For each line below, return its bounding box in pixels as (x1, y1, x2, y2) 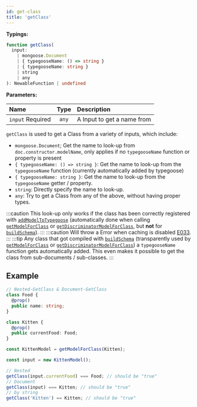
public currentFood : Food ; (11, 330, 78, 336)
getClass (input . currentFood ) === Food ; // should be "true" (6, 373, 158, 379)
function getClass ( (6, 42, 54, 48)
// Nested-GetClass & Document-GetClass (6, 286, 108, 293)
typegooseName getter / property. (14, 179, 93, 186)
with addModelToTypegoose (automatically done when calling (6, 216, 150, 223)
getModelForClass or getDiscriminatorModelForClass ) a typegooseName (6, 241, 176, 248)
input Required (9, 115, 51, 123)
